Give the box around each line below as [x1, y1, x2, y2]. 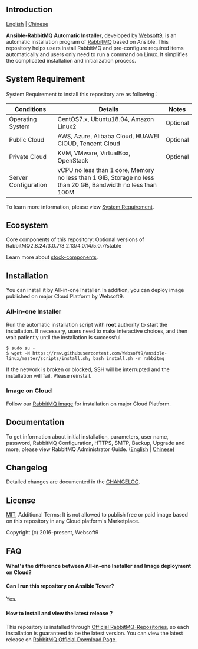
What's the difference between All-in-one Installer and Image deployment [6, 563, 192, 570]
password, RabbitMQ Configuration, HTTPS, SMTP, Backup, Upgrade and [6, 439, 185, 446]
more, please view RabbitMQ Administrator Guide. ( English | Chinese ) [6, 446, 175, 453]
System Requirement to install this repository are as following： [6, 90, 160, 98]
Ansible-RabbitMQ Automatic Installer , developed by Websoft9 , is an [6, 32, 177, 39]
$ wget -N [6, 350, 31, 356]
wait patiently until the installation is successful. [6, 333, 122, 340]
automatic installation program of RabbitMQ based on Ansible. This [6, 38, 169, 45]
